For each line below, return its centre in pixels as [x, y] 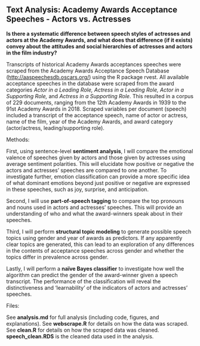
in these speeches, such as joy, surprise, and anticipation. [78, 189]
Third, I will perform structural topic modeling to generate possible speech [99, 231]
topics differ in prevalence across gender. [57, 257]
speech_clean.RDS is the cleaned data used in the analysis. [80, 336]
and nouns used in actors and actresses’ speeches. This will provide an [94, 207]
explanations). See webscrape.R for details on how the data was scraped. [97, 323]
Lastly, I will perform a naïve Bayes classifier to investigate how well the [95, 268]
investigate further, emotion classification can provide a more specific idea [98, 177]
